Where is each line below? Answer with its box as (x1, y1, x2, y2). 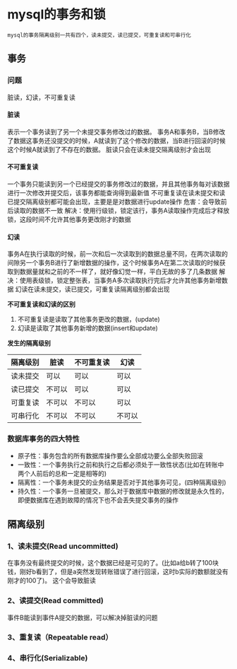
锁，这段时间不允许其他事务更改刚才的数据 (7, 215, 131, 223)
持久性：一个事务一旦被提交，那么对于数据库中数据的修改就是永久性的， (17, 487, 228, 495)
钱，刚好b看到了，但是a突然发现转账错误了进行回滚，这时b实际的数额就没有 (7, 567, 229, 576)
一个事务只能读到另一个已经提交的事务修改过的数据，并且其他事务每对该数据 (7, 180, 230, 188)
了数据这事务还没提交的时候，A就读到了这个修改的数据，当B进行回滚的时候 (7, 136, 226, 145)
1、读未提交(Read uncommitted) (7, 541, 119, 551)
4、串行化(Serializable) (7, 653, 88, 663)
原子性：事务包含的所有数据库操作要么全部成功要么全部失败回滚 (17, 451, 203, 460)
